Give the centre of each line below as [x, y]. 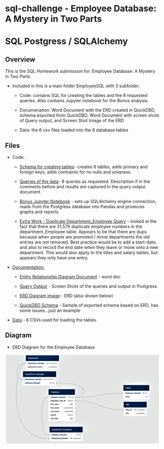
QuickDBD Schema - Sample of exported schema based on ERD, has [89, 305]
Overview [20, 59]
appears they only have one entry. [54, 258]
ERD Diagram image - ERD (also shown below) [66, 296]
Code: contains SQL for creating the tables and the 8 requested [83, 96]
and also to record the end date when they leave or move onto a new [89, 247]
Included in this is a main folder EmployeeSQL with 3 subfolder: [76, 86]
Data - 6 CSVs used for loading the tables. [55, 320]
